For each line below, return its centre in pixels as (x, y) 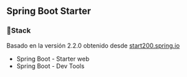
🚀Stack (19, 31)
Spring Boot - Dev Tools (51, 66)
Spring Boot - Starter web (53, 59)
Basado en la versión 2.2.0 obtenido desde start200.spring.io (93, 45)
